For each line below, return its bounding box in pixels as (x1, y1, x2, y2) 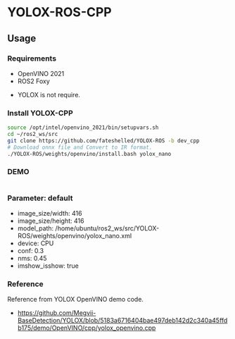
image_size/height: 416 (17, 216, 84, 226)
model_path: (17, 224, 54, 233)
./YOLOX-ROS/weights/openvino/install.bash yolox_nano (7, 150, 172, 157)
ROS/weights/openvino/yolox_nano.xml (17, 232, 132, 240)
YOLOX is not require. (17, 90, 81, 99)
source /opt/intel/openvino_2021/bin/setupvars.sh (7, 124, 159, 131)
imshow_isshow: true (17, 261, 79, 270)
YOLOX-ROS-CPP (7, 4, 113, 20)
